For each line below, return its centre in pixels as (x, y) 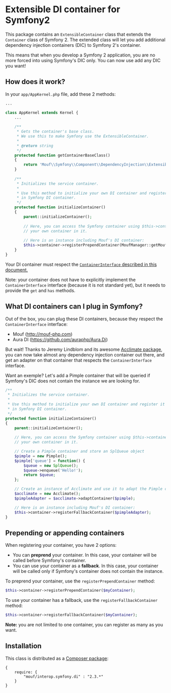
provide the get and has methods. (40, 290)
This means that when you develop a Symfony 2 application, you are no (80, 55)
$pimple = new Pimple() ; (41, 456)
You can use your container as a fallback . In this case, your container (85, 566)
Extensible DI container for (63, 9)
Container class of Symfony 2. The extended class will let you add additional (85, 40)
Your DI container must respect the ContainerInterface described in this (81, 264)
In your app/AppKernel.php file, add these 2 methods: (61, 94)
